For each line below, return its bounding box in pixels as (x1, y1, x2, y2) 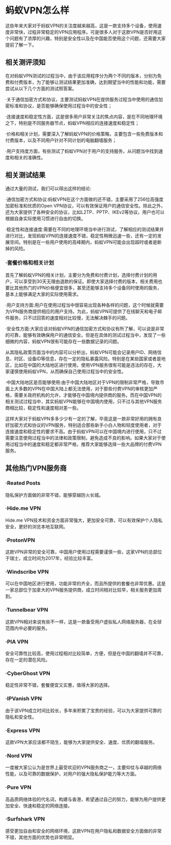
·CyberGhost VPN (5, 670, 51, 677)
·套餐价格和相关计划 (5, 259, 54, 266)
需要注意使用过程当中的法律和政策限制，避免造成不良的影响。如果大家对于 (5, 435, 161, 441)
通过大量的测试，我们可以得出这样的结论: (5, 185, 92, 192)
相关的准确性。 (14, 154, 46, 160)
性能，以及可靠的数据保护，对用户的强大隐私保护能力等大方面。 (5, 771, 139, 777)
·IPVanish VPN (5, 695, 42, 702)
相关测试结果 (5, 171, 46, 179)
